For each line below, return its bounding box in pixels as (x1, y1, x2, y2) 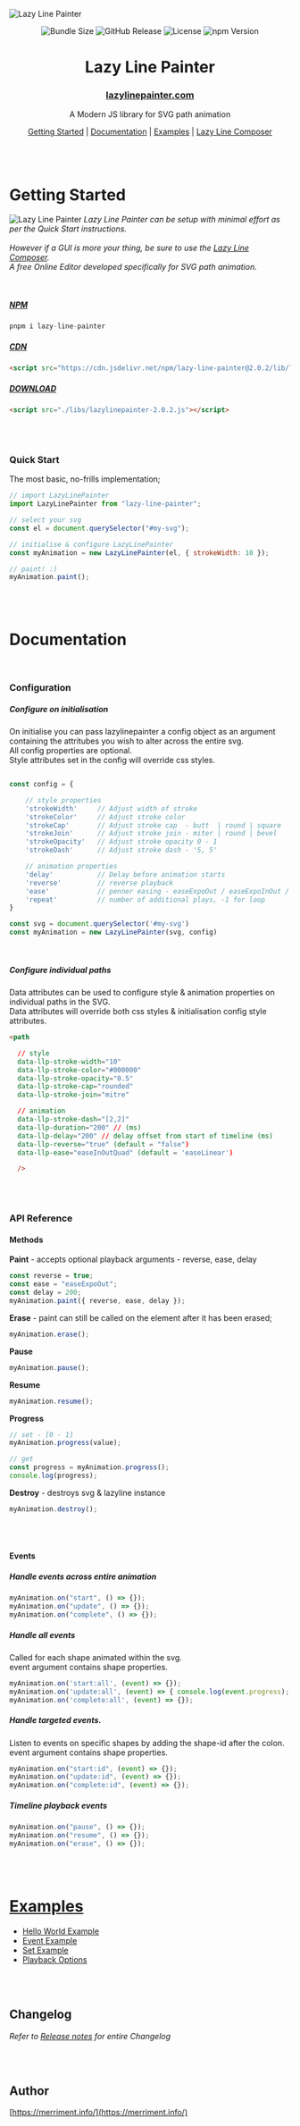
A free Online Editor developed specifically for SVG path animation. (9, 262, 257, 273)
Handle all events (9, 1629, 76, 1640)
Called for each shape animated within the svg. (9, 1651, 183, 1662)
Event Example (21, 1935, 78, 1945)
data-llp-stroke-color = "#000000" (17, 1065, 142, 1074)
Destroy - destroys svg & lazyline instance (9, 1487, 166, 1498)
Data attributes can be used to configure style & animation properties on (9, 987, 275, 998)
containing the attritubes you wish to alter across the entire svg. (9, 735, 244, 746)
